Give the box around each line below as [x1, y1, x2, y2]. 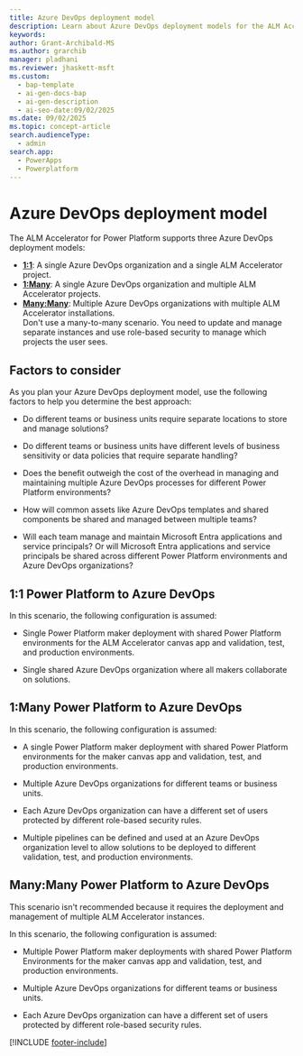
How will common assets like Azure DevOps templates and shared [22, 504, 269, 515]
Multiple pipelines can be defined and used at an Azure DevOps [22, 831, 260, 843]
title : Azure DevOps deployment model [9, 13, 155, 23]
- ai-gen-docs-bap [17, 88, 87, 97]
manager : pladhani [9, 55, 78, 64]
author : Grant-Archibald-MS [9, 38, 115, 48]
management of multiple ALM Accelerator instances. [9, 911, 206, 922]
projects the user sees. [22, 336, 108, 347]
